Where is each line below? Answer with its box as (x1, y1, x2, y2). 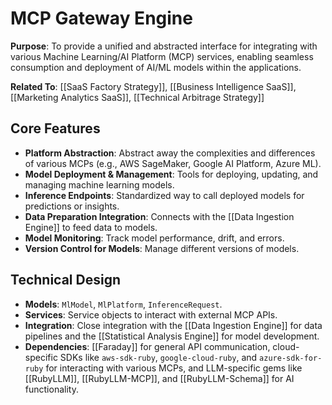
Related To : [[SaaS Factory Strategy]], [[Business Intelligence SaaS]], (10, 80, 297, 92)
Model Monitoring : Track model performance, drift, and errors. (24, 232, 285, 244)
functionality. (24, 383, 79, 395)
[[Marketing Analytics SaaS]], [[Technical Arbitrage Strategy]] (10, 91, 265, 103)
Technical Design (10, 272, 121, 289)
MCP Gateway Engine (10, 7, 193, 30)
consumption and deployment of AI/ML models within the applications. (10, 61, 302, 73)
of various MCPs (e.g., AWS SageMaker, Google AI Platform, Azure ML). (24, 157, 322, 169)
